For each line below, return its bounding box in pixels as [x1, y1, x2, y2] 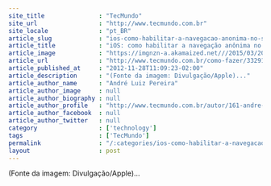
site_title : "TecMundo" [8, 11, 143, 20]
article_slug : [8, 34, 103, 43]
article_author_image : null [8, 86, 121, 95]
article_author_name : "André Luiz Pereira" [8, 79, 179, 87]
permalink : [8, 138, 103, 147]
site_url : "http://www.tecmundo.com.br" [8, 19, 207, 27]
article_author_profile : [8, 101, 103, 110]
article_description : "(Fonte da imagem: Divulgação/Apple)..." [8, 72, 251, 80]
